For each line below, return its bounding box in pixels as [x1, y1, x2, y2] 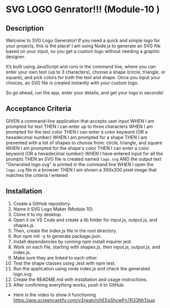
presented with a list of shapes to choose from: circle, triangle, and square [6, 139, 162, 146]
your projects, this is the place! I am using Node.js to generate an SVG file [6, 43, 161, 49]
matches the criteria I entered [6, 172, 68, 178]
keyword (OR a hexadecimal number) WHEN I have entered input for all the [6, 150, 163, 157]
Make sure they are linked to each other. [13, 254, 99, 261]
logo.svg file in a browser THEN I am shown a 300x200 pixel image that [6, 167, 157, 173]
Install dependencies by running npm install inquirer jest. [13, 238, 132, 244]
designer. [6, 54, 26, 60]
